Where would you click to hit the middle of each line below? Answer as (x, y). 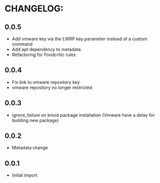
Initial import (25, 175)
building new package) (35, 120)
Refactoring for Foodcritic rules (44, 55)
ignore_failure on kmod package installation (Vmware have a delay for (83, 115)
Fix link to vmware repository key (46, 82)
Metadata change (30, 148)
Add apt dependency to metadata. (47, 49)
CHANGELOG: (34, 9)
